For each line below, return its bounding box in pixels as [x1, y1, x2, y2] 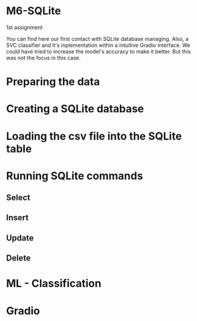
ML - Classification [6, 277, 102, 290]
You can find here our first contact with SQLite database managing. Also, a [6, 35, 189, 42]
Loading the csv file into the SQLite [6, 129, 182, 143]
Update [6, 233, 34, 243]
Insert [6, 212, 28, 223]
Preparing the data [6, 75, 100, 88]
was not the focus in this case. [6, 54, 81, 61]
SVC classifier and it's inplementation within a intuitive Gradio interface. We [6, 42, 190, 49]
